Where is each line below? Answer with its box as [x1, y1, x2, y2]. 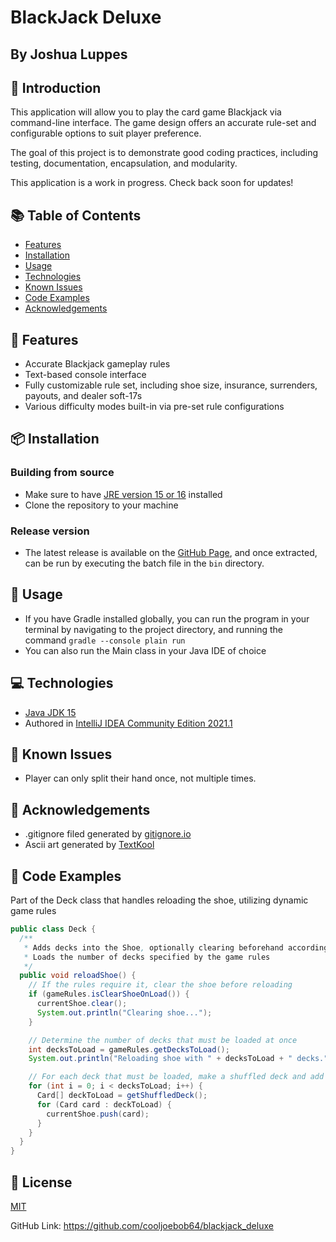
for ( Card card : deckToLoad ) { [36, 1099, 172, 1110]
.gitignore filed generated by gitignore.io [24, 828, 192, 840]
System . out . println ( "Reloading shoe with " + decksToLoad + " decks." [28, 1054, 329, 1064]
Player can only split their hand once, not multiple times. [24, 772, 257, 785]
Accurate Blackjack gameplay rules [24, 358, 171, 370]
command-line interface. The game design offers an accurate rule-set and [10, 117, 317, 129]
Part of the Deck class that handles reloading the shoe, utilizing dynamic [10, 894, 309, 906]
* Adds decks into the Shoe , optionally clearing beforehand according [23, 942, 329, 953]
